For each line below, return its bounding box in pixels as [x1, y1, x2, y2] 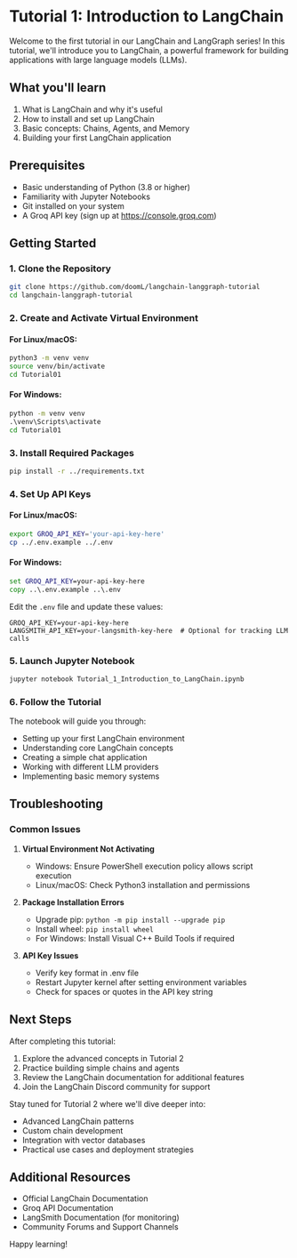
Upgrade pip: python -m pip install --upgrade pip [35, 914, 226, 925]
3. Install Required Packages [9, 446, 135, 459]
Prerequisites [9, 158, 85, 173]
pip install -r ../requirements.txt [9, 467, 145, 476]
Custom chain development [21, 1125, 124, 1135]
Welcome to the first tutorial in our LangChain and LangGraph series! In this [9, 36, 285, 46]
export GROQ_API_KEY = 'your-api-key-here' [9, 529, 165, 539]
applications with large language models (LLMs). [9, 54, 188, 65]
